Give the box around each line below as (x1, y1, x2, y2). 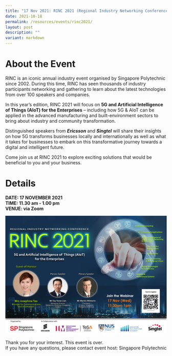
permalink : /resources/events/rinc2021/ (5, 19, 93, 24)
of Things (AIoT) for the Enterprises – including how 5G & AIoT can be (5, 107, 155, 113)
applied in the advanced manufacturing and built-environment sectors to (5, 112, 159, 118)
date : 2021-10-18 (5, 13, 42, 19)
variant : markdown (5, 35, 45, 41)
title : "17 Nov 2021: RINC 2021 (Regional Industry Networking (5, 8, 143, 13)
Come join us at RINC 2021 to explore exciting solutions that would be (5, 154, 152, 160)
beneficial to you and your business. (5, 159, 82, 165)
